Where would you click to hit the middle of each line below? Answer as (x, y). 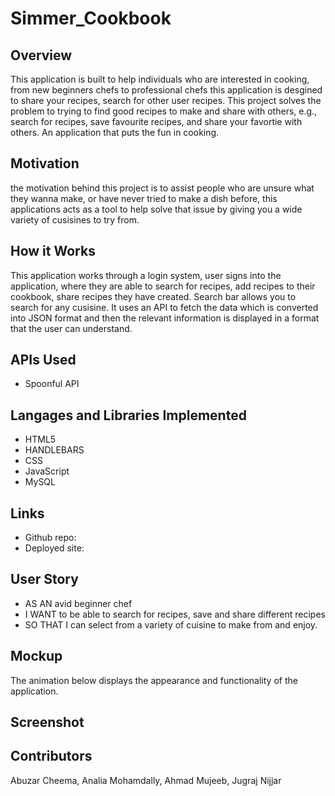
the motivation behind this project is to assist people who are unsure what (162, 188)
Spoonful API (52, 384)
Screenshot (47, 722)
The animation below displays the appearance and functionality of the (154, 680)
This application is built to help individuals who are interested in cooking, (160, 79)
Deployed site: (54, 548)
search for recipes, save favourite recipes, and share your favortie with (156, 121)
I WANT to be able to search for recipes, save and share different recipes (175, 614)
